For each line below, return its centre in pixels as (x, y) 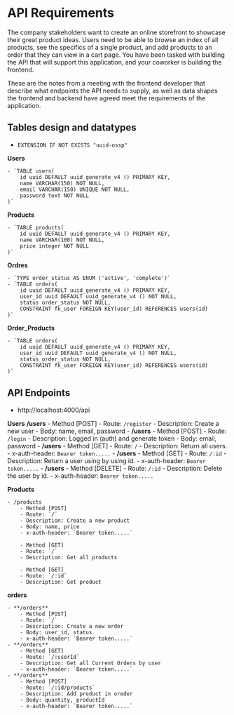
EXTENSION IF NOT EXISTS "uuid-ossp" (73, 145)
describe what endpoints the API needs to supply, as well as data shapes (113, 91)
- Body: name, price (50, 527)
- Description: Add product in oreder (76, 694)
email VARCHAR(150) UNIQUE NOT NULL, (75, 189)
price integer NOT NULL (55, 246)
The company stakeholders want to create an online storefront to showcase (117, 32)
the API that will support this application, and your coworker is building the (115, 62)
